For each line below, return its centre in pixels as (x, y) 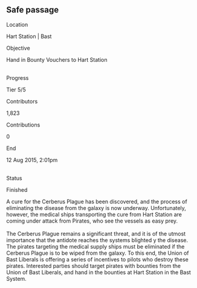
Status (14, 178)
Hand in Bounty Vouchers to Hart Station (57, 59)
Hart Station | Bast (29, 36)
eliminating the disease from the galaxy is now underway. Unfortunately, (96, 208)
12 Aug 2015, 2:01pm (32, 160)
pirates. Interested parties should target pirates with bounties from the (94, 266)
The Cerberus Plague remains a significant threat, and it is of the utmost (96, 234)
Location (17, 24)
